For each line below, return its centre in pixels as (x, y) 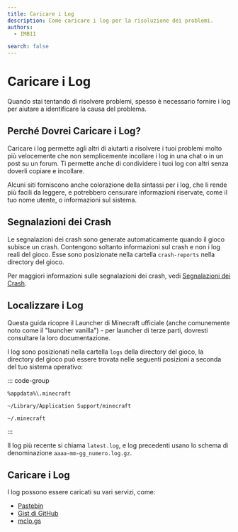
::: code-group (28, 380)
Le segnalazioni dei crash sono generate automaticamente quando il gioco (116, 239)
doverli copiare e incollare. (46, 170)
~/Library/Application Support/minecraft (69, 406)
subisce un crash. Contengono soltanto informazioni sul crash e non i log (114, 246)
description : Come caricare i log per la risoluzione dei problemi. (110, 21)
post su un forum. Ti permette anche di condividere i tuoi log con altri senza (118, 163)
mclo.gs (29, 521)
